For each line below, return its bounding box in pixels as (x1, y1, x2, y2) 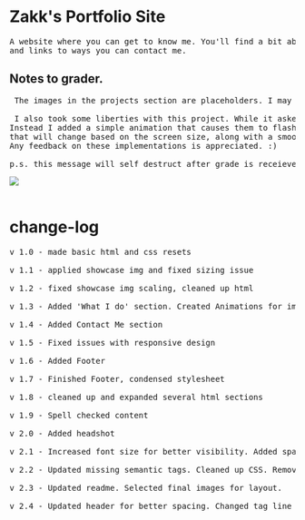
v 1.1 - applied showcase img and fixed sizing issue (9, 265, 254, 275)
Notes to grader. (9, 71, 103, 87)
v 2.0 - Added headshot (9, 428, 115, 438)
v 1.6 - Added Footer (9, 356, 106, 366)
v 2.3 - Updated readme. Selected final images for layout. (9, 483, 283, 493)
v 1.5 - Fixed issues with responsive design (9, 338, 216, 348)
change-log (9, 216, 100, 237)
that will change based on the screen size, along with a (9, 132, 273, 142)
